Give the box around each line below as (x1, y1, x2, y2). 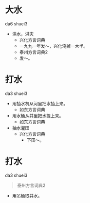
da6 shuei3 (5, 20, 28, 27)
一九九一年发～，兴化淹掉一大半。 (19, 43, 88, 49)
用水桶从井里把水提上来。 (12, 112, 64, 118)
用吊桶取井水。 (12, 193, 42, 199)
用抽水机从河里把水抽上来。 (12, 100, 68, 106)
